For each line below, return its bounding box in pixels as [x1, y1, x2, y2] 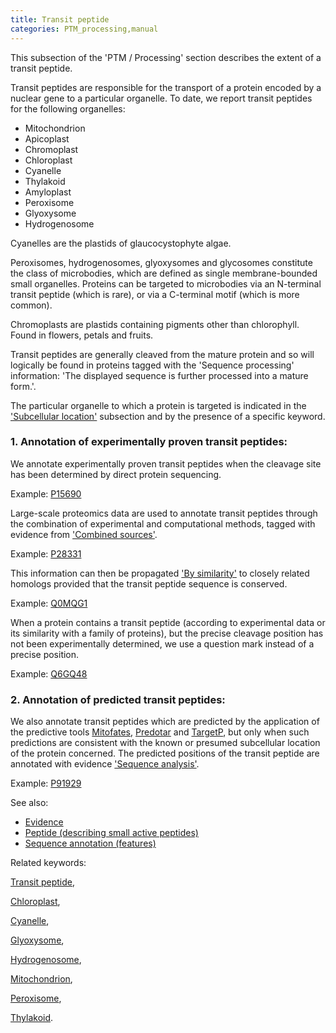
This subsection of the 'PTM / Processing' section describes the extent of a [10, 51, 322, 63]
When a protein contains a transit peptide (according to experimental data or [10, 616, 326, 628]
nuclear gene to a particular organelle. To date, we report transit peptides [10, 92, 313, 104]
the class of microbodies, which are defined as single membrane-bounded [10, 267, 318, 279]
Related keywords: [10, 857, 87, 869]
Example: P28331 [10, 547, 82, 560]
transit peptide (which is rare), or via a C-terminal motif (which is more [10, 288, 300, 300]
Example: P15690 [10, 487, 82, 500]
